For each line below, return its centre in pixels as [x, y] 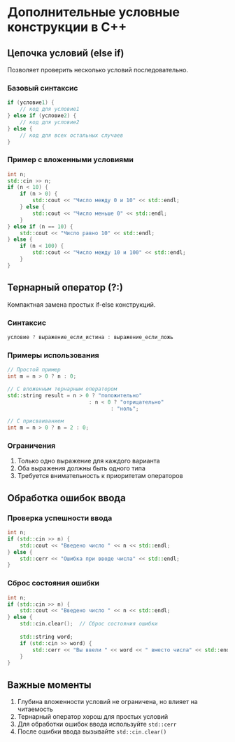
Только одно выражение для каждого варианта [88, 461]
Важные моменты [49, 685]
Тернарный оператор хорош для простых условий [93, 717]
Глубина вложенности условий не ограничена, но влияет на [107, 702]
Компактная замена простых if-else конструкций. [81, 304]
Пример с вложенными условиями [71, 160]
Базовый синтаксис [43, 88]
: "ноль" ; [125, 409]
